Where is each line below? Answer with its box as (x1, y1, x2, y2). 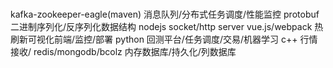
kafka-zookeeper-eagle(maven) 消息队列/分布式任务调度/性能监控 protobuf (10, 8, 320, 21)
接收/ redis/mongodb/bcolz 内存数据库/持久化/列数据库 (10, 46, 237, 58)
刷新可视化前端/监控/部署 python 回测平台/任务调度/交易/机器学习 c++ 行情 (10, 33, 318, 46)
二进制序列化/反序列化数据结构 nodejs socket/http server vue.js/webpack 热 (10, 21, 324, 33)
